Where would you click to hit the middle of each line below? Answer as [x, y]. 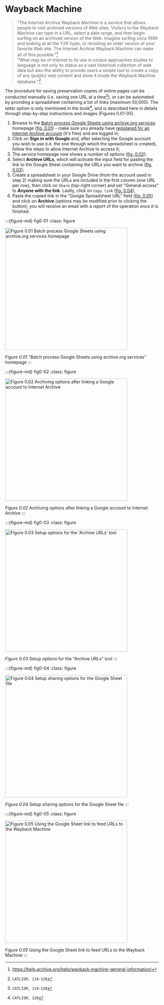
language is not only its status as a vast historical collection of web [84, 65]
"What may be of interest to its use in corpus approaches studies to [85, 60]
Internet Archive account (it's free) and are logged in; [66, 133]
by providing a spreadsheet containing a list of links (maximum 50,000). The [82, 102]
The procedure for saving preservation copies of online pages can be [75, 91]
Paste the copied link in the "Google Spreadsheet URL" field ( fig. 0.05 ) [83, 196]
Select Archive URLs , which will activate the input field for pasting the [82, 159]
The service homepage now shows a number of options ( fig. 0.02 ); [80, 154]
